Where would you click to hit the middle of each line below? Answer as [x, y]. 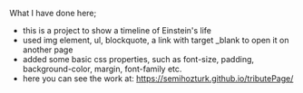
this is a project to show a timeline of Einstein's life [117, 30]
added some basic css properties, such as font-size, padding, [138, 59]
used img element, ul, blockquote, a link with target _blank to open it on [156, 40]
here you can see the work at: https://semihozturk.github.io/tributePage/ [158, 79]
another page [48, 50]
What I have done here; [53, 13]
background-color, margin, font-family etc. [102, 69]
